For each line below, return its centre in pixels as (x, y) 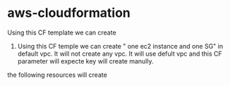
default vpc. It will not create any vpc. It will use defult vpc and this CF (120, 54)
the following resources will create (57, 75)
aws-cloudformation (69, 13)
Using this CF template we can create (62, 32)
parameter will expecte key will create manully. (85, 61)
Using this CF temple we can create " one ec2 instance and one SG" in (120, 46)
